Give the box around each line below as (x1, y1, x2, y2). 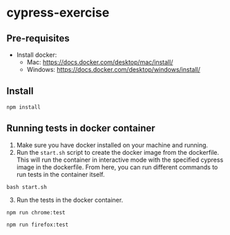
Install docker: (16, 50, 57, 59)
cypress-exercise (6, 5, 110, 21)
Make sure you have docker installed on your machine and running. (16, 140, 209, 149)
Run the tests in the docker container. (16, 196, 124, 204)
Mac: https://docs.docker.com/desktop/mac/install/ (26, 58, 173, 66)
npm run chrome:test (6, 209, 66, 216)
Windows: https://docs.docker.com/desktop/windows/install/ (26, 66, 201, 73)
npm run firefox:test (6, 221, 69, 228)
